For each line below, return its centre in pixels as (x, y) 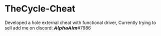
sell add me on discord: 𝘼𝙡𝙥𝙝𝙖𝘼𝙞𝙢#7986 (48, 27)
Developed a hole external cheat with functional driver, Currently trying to (80, 22)
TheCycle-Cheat (40, 9)
